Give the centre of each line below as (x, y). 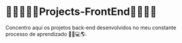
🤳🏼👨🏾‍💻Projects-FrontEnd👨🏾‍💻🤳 (81, 12)
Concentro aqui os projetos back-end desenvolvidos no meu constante (91, 28)
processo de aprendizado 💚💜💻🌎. (46, 34)
